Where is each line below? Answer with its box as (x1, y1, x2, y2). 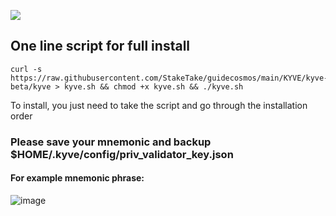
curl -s (10, 64, 43, 74)
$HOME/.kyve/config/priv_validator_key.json (10, 147, 234, 161)
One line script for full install (10, 38, 191, 55)
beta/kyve (10, 81, 52, 92)
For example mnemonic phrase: (10, 172, 145, 184)
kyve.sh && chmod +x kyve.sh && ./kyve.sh (63, 81, 244, 92)
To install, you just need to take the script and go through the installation (10, 99, 308, 111)
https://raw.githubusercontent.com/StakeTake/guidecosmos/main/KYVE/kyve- (10, 73, 329, 83)
